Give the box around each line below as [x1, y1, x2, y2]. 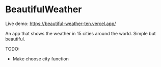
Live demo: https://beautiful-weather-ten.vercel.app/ [5, 20, 116, 27]
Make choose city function [12, 55, 69, 62]
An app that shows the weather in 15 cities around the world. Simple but [5, 30, 156, 36]
